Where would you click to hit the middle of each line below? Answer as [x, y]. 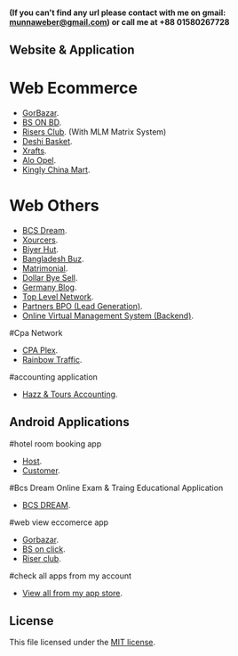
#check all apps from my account [70, 576]
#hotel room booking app [56, 443]
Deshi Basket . [47, 141]
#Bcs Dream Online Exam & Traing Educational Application [116, 488]
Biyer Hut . [40, 249]
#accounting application [53, 377]
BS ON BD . [42, 122]
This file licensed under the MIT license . [83, 643]
